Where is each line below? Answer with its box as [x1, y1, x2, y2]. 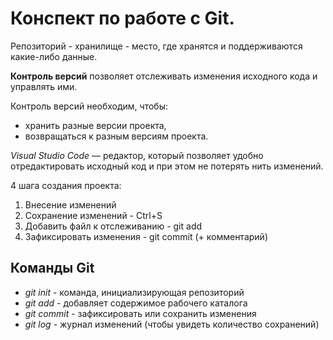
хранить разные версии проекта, [24, 119, 167, 131]
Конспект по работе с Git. [10, 7, 235, 30]
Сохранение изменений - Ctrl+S [24, 209, 163, 221]
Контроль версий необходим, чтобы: [10, 100, 169, 112]
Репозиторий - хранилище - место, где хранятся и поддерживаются [10, 40, 303, 52]
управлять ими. [10, 80, 78, 92]
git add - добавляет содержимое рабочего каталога [24, 297, 248, 309]
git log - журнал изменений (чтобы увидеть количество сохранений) [24, 318, 320, 330]
